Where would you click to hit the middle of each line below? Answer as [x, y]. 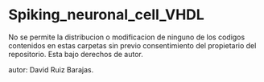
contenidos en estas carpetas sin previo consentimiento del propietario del [132, 45]
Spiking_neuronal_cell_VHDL [107, 15]
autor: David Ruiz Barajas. [51, 69]
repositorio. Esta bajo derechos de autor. [76, 54]
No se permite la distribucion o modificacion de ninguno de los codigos [127, 37]
